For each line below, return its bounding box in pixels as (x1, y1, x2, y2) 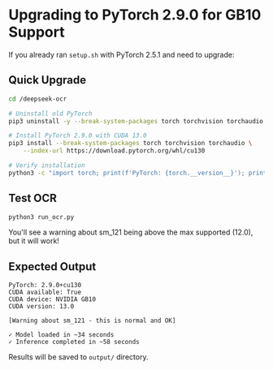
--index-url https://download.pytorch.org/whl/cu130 (23, 147, 206, 155)
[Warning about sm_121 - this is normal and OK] (8, 316, 176, 325)
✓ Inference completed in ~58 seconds (8, 338, 140, 346)
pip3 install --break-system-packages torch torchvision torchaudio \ (8, 140, 253, 148)
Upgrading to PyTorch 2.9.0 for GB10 (8, 6, 262, 24)
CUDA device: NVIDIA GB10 (8, 295, 96, 303)
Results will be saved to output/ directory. (8, 352, 149, 362)
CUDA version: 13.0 (8, 303, 75, 311)
